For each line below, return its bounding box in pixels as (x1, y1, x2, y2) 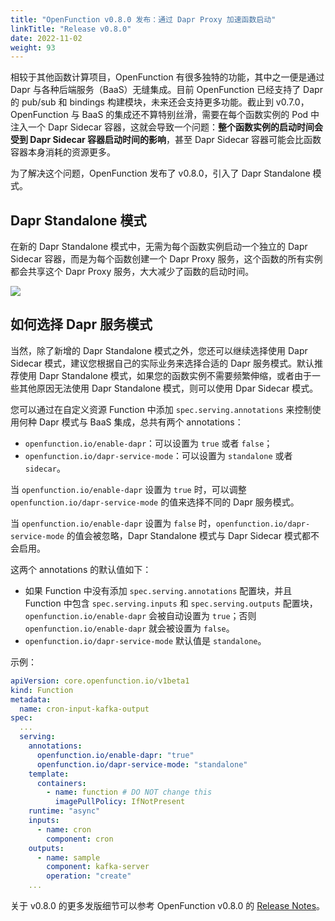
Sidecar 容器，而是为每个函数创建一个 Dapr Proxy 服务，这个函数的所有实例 (10, 253, 323, 265)
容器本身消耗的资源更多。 (10, 146, 116, 158)
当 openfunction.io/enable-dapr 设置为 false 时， (10, 517, 217, 529)
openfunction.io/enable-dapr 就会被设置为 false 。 (24, 622, 235, 634)
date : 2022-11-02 (10, 33, 83, 43)
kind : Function (10, 685, 74, 695)
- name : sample (36, 852, 101, 863)
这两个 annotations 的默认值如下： (10, 563, 152, 575)
